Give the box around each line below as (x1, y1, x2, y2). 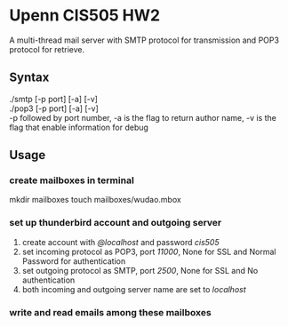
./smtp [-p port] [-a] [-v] (9, 93, 98, 104)
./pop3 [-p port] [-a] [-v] (9, 103, 100, 114)
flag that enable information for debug (9, 122, 149, 132)
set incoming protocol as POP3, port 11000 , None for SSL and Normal (21, 246, 276, 257)
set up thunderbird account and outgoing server (9, 217, 222, 229)
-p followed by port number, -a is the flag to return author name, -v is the (9, 112, 277, 123)
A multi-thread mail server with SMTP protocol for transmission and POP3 (9, 35, 280, 45)
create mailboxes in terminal (9, 174, 135, 187)
